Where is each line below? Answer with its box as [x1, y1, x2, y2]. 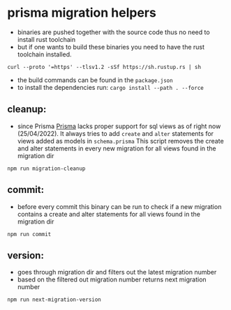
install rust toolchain [17, 35, 75, 43]
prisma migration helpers [7, 5, 157, 21]
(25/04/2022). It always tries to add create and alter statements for [17, 129, 214, 137]
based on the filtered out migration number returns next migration [17, 275, 207, 284]
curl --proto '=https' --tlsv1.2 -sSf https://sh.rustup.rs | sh [7, 63, 201, 70]
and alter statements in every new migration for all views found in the [17, 144, 216, 153]
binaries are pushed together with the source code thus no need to [17, 28, 211, 36]
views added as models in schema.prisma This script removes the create [17, 137, 225, 145]
